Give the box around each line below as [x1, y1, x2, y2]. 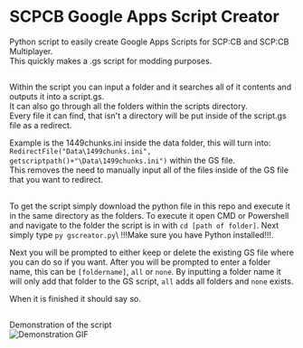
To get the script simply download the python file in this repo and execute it [9, 201, 291, 212]
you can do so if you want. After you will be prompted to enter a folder [9, 256, 271, 268]
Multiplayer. [9, 45, 53, 56]
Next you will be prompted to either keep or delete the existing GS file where [9, 247, 294, 258]
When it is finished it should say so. [9, 293, 142, 304]
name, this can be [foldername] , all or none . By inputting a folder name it [9, 266, 282, 277]
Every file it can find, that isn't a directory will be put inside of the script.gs [9, 110, 287, 121]
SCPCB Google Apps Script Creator [9, 6, 280, 27]
